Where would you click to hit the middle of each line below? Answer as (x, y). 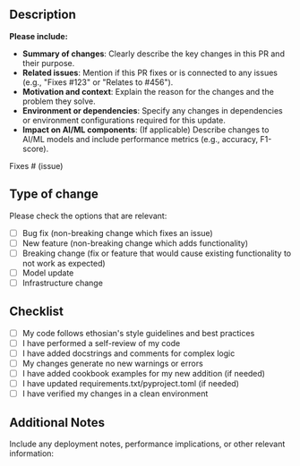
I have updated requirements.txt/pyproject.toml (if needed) (131, 384)
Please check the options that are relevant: (88, 216)
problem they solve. (59, 101)
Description (43, 15)
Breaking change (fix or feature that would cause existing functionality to (157, 253)
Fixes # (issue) (36, 165)
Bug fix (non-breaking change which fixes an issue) (117, 233)
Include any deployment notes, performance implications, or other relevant (147, 444)
